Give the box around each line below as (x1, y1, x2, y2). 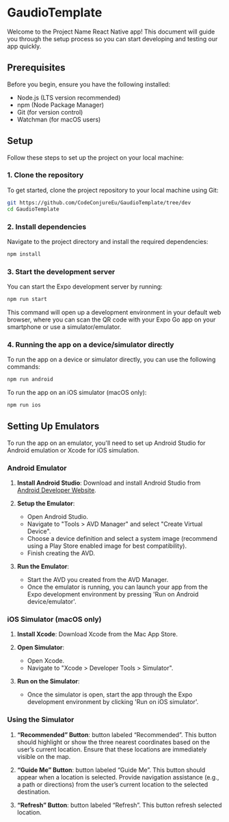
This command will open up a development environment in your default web (7, 308, 221, 316)
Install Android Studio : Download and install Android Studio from (16, 479, 201, 487)
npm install (7, 250, 41, 258)
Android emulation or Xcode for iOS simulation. (7, 446, 139, 454)
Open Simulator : (16, 643, 65, 652)
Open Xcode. (27, 657, 65, 665)
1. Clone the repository (7, 170, 84, 180)
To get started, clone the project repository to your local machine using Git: (7, 186, 219, 194)
